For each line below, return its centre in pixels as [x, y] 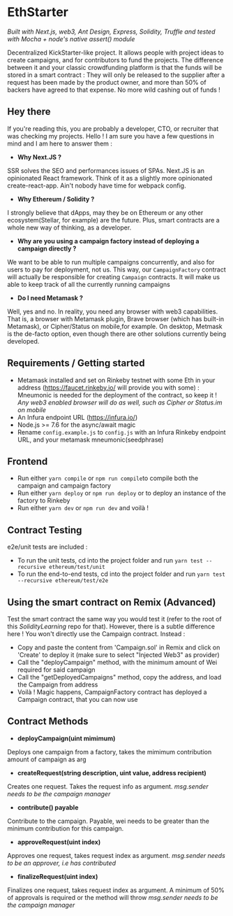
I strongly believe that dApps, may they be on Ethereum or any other [105, 212]
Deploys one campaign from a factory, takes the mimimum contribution [110, 752]
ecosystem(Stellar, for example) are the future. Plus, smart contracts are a [113, 220]
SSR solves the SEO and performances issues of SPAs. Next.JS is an [106, 170]
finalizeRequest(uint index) [58, 876]
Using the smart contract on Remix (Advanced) [112, 602]
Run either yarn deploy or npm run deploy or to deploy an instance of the [122, 493]
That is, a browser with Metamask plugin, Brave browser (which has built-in [116, 318]
